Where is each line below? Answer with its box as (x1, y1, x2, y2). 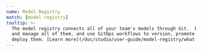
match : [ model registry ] (6, 14, 69, 20)
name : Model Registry (6, 8, 61, 15)
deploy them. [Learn (11, 36, 63, 42)
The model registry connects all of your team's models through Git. (11, 25, 189, 32)
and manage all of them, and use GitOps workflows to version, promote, (11, 31, 198, 37)
